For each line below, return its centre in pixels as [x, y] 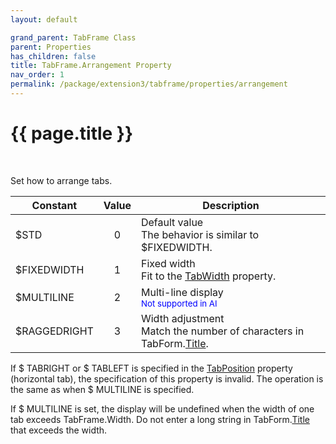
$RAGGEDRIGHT [54, 331]
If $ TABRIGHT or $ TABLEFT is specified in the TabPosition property [151, 368]
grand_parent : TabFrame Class [73, 37]
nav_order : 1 [37, 75]
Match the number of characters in [222, 331]
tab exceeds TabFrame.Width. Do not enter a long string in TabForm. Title [160, 419]
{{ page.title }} [72, 133]
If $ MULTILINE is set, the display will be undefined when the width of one [162, 408]
